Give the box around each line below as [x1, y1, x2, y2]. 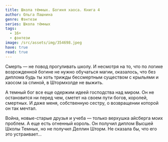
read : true [5, 49, 28, 54]
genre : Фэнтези [5, 17, 37, 22]
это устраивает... [5, 131, 42, 137]
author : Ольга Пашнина [5, 12, 53, 17]
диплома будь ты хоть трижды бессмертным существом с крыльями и [5, 74, 159, 80]
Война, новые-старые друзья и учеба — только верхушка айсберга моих [5, 115, 163, 121]
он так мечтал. [5, 105, 37, 111]
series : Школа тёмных [5, 21, 51, 27]
